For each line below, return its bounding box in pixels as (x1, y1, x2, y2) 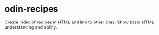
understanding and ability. (4, 24, 57, 30)
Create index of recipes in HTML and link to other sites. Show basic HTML (4, 19, 154, 25)
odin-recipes (4, 3, 58, 14)
